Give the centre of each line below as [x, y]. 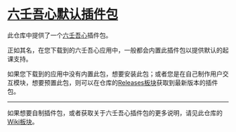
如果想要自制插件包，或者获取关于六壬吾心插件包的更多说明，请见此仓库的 [115, 112]
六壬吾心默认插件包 [63, 14]
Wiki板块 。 [23, 121]
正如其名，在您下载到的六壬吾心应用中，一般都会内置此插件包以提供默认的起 [118, 50]
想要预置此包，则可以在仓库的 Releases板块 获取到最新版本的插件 [125, 82]
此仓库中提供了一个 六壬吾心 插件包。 [60, 35]
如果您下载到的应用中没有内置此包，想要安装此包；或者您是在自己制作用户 [115, 74]
